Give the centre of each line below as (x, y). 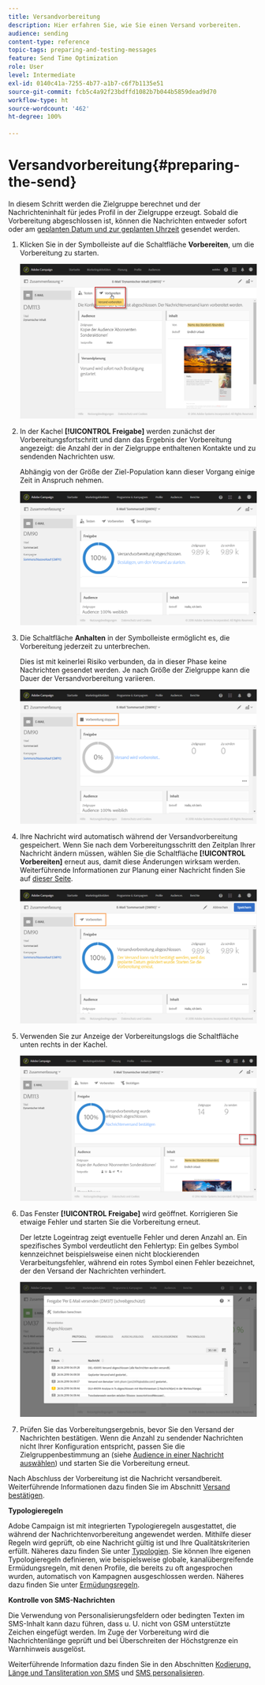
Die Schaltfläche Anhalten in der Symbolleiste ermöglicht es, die (125, 638)
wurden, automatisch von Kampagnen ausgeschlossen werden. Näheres (126, 1576)
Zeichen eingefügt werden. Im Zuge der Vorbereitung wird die (109, 1632)
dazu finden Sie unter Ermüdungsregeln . (74, 1585)
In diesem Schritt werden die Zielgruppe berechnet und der (105, 204)
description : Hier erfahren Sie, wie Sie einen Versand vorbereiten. (125, 25)
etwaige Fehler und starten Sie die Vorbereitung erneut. (110, 1222)
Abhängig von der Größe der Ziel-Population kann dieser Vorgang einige (137, 471)
